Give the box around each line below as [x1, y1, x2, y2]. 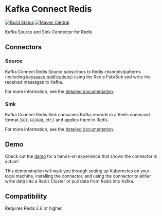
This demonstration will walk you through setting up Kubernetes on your [5, 168, 150, 174]
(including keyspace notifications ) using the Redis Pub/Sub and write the [5, 74, 151, 80]
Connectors [5, 43, 42, 52]
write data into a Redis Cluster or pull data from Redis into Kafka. [5, 178, 135, 184]
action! [5, 158, 19, 164]
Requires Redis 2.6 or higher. [5, 205, 63, 211]
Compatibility [5, 192, 47, 200]
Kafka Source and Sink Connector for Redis [5, 29, 92, 35]
